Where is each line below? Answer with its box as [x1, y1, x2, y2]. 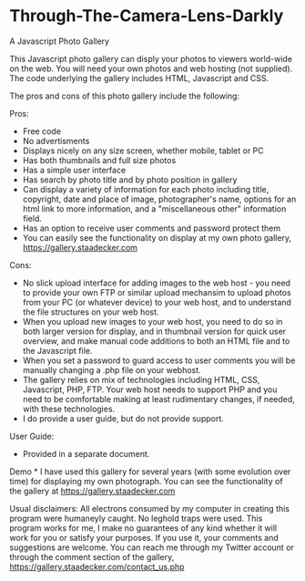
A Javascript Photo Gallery [9, 36, 110, 47]
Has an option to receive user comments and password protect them [22, 223, 280, 233]
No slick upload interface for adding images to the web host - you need [22, 277, 291, 288]
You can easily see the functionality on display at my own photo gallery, [22, 232, 292, 243]
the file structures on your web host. [22, 306, 159, 317]
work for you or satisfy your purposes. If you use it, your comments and [9, 532, 280, 543]
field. [22, 213, 43, 223]
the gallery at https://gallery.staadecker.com [9, 485, 176, 496]
